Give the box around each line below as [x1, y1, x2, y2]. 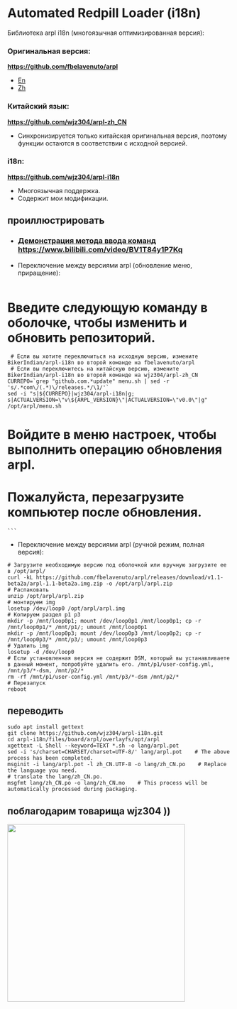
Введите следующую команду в [7, 300, 208, 315]
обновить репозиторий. [7, 329, 156, 346]
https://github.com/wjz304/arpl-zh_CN [7, 117, 127, 126]
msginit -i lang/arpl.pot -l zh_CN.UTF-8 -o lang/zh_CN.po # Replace [7, 761, 227, 768]
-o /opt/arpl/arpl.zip [105, 580, 173, 587]
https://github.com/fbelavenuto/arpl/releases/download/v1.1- [35, 574, 224, 581]
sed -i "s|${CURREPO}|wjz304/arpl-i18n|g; [7, 391, 135, 398]
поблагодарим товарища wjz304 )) [7, 805, 171, 817]
